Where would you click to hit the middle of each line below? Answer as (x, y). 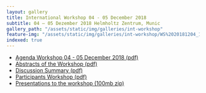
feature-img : (23, 35)
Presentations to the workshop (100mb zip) (70, 83)
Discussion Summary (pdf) (49, 70)
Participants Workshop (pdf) (51, 77)
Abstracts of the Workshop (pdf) (56, 64)
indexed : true (25, 40)
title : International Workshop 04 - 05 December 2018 (77, 18)
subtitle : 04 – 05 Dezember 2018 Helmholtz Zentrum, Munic (83, 23)
